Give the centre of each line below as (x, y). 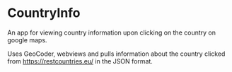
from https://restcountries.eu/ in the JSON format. (80, 61)
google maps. (27, 40)
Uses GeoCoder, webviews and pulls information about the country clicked (116, 54)
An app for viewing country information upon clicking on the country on (111, 32)
